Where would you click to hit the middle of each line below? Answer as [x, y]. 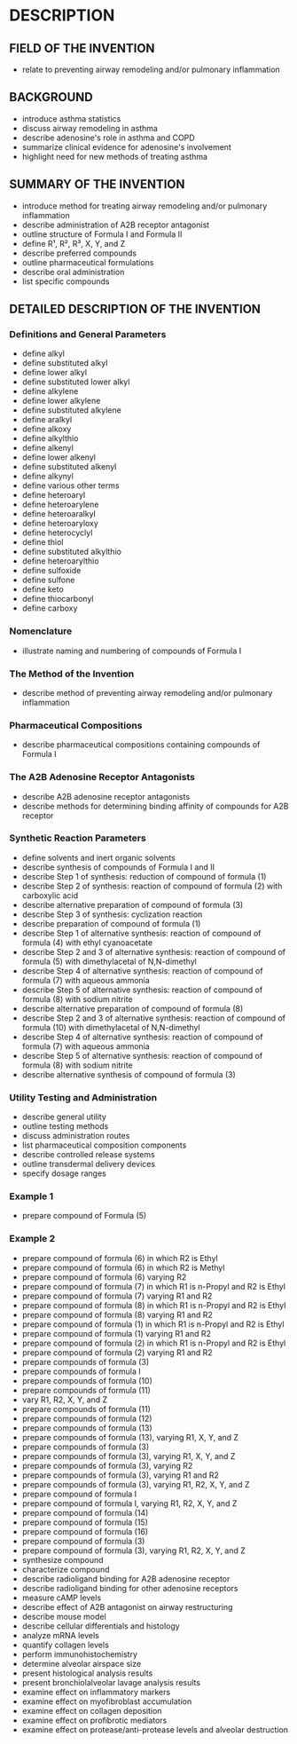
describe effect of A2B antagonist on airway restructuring [127, 1606]
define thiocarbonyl [58, 599]
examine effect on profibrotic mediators [94, 1720]
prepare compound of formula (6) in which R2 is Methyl [123, 1267]
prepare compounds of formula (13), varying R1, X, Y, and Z [130, 1437]
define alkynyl [47, 477]
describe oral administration [73, 272]
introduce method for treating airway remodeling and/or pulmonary [145, 206]
